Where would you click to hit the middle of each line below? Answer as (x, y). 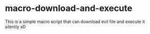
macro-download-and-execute (69, 8)
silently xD (15, 26)
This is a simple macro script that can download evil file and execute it (75, 22)
